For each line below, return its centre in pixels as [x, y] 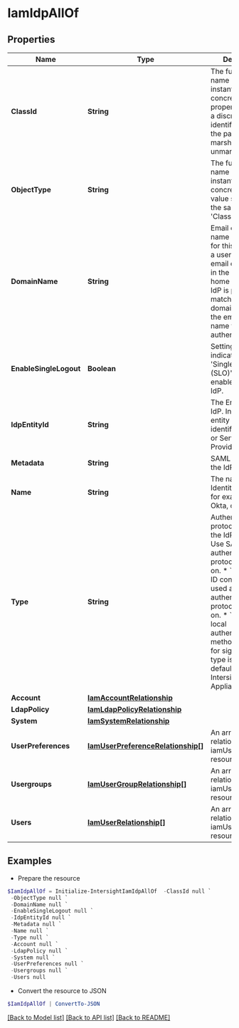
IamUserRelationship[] [127, 822]
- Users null [28, 977]
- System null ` [33, 958]
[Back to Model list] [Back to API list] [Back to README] [89, 1017]
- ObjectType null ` [39, 898]
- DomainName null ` [39, 904]
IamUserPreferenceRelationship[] [146, 746]
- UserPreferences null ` [47, 964]
